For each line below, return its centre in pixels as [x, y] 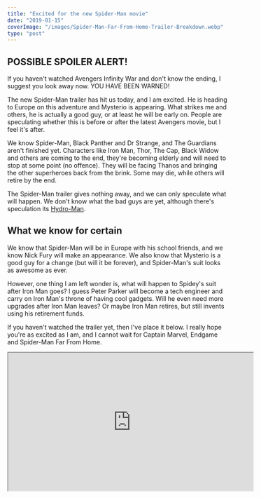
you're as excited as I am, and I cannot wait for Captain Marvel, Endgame [113, 335]
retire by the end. [32, 180]
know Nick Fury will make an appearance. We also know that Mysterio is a [114, 255]
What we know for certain [65, 231]
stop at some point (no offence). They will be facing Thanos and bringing [112, 166]
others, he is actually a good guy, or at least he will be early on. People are [115, 115]
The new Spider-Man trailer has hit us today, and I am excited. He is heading [117, 100]
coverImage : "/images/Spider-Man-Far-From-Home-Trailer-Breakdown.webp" [115, 27]
